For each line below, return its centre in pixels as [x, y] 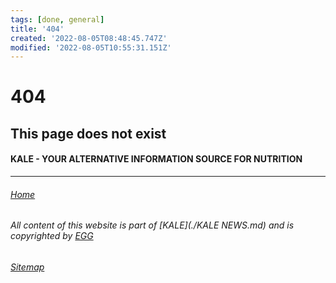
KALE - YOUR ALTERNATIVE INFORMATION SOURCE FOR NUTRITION [156, 159]
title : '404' [37, 29]
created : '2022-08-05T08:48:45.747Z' [89, 38]
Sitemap [27, 267]
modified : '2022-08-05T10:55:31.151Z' [91, 47]
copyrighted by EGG [52, 236]
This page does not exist [88, 133]
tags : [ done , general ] [57, 19]
